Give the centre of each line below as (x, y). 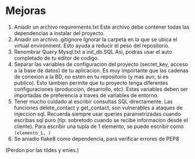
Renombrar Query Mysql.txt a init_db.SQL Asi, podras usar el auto (93, 51)
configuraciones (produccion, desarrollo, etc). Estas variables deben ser (101, 89)
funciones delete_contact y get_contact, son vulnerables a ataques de (98, 108)
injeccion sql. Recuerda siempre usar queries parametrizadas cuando (97, 114)
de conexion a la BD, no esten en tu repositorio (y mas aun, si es (91, 77)
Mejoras (26, 11)
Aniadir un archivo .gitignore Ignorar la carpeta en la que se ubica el (95, 39)
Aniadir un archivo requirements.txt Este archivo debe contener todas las (102, 27)
